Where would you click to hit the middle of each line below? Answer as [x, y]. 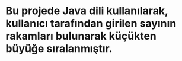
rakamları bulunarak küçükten [81, 36]
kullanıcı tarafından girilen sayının [91, 23]
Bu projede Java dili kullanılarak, [87, 11]
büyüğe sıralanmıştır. [59, 49]
